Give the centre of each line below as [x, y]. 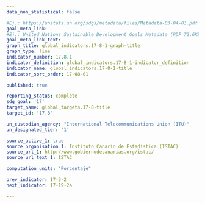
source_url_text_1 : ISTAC [39, 158]
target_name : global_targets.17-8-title [59, 107]
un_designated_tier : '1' [38, 130]
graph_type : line [28, 52]
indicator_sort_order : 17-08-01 [47, 74]
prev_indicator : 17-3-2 [37, 180]
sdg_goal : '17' [26, 102]
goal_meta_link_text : [34, 40]
